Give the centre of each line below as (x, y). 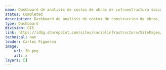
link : (11, 33)
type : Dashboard (22, 23)
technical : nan (21, 37)
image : (12, 46)
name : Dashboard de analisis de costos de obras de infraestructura (77, 10)
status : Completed (24, 14)
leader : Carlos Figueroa (31, 42)
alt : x (21, 55)
